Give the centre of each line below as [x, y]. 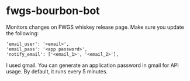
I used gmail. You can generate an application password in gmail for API [93, 65]
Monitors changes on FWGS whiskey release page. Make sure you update [95, 27]
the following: [23, 33]
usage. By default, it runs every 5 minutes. [57, 71]
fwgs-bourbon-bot [53, 11]
